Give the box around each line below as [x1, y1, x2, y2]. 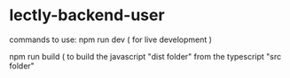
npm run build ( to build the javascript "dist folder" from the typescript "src [9, 51, 282, 61]
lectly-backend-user [9, 5, 166, 25]
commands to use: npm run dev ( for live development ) [9, 34, 213, 45]
